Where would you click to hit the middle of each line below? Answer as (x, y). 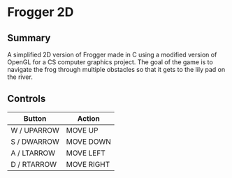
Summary (29, 38)
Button (35, 118)
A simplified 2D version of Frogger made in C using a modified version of (112, 54)
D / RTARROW (34, 164)
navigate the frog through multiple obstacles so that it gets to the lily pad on (116, 69)
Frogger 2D (41, 12)
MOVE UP (82, 130)
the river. (20, 77)
